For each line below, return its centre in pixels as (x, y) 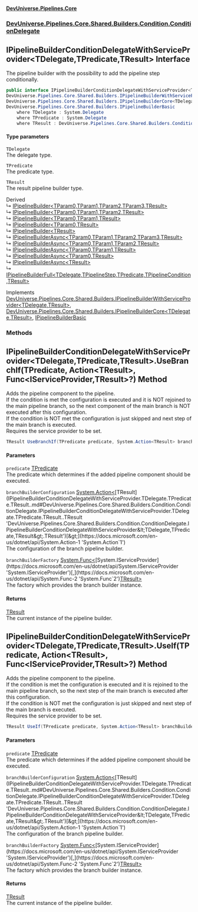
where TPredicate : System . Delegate (62, 118)
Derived (16, 199)
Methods (19, 332)
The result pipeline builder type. (45, 188)
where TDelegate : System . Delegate (60, 112)
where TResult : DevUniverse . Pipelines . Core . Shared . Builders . (95, 123)
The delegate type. (29, 155)
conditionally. (22, 80)
